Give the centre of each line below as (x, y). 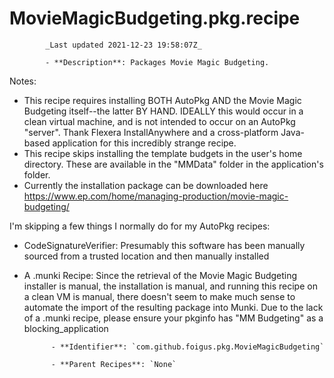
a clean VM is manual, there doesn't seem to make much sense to (159, 296)
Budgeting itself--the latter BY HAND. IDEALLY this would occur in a (163, 111)
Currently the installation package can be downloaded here (146, 185)
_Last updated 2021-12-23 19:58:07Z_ (123, 45)
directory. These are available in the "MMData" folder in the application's (173, 164)
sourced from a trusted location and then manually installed (146, 256)
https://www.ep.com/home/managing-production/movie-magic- (156, 196)
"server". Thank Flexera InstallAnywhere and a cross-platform (151, 132)
